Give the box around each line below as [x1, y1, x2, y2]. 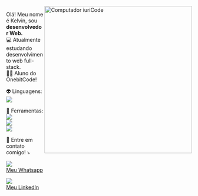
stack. [6, 64, 21, 70]
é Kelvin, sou [6, 17, 38, 24]
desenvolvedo [6, 24, 42, 30]
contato [6, 142, 25, 150]
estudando [6, 45, 32, 52]
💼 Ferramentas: [6, 107, 44, 114]
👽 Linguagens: [6, 88, 42, 95]
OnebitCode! [6, 76, 37, 83]
